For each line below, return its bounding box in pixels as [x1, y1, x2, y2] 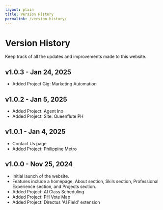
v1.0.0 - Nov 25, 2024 [5, 160, 73, 168]
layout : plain [5, 7, 34, 12]
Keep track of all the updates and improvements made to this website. [5, 53, 147, 59]
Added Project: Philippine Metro [12, 146, 77, 152]
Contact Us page [12, 140, 47, 146]
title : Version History [5, 12, 54, 17]
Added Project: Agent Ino [12, 108, 64, 114]
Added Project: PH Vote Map [12, 194, 70, 200]
